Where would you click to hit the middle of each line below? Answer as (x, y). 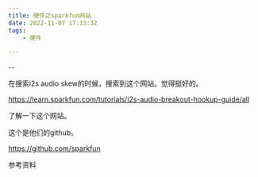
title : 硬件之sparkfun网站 (50, 15)
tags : (17, 30)
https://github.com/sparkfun (54, 148)
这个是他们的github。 (43, 133)
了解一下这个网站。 (40, 116)
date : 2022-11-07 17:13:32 (53, 23)
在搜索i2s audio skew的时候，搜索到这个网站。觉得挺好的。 (106, 83)
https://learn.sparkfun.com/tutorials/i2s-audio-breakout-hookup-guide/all (129, 99)
